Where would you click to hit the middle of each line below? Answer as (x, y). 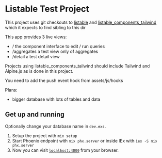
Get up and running (35, 115)
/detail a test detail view (36, 56)
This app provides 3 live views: (36, 37)
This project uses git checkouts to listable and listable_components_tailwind (81, 22)
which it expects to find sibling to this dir (45, 27)
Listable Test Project (47, 9)
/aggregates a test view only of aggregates (55, 51)
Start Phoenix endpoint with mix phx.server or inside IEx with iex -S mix (85, 141)
